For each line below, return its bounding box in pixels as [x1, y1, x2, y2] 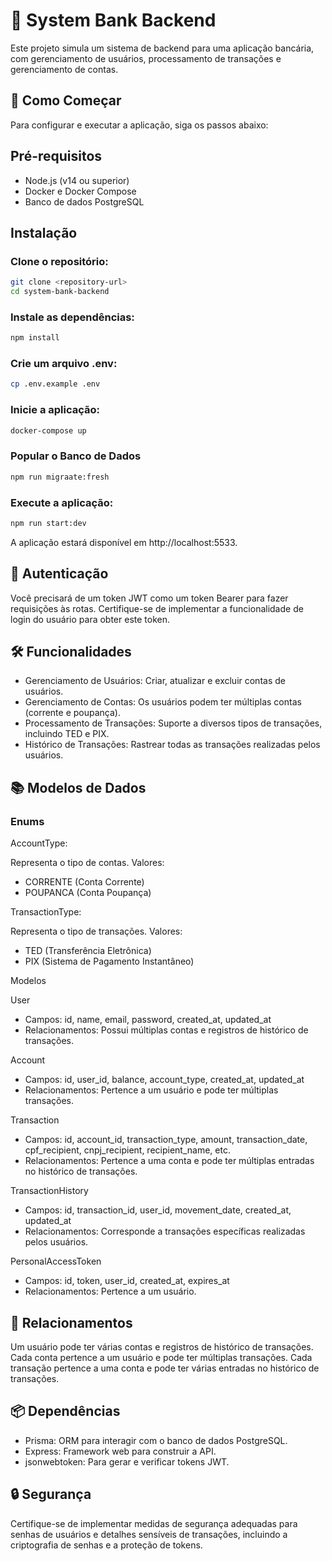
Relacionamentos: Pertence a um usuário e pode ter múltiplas [24, 1084, 279, 1096]
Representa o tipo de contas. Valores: [10, 857, 165, 869]
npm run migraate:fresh [10, 472, 110, 482]
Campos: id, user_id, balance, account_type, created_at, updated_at [24, 1074, 305, 1086]
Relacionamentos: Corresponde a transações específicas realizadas [24, 1225, 306, 1238]
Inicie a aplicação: [10, 403, 101, 417]
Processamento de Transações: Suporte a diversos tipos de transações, [24, 717, 323, 729]
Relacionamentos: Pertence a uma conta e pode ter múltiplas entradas [24, 1155, 315, 1167]
